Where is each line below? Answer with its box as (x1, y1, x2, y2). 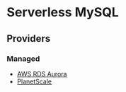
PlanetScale (16, 77, 52, 86)
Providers (6, 33, 51, 45)
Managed (6, 54, 40, 64)
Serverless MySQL (6, 4, 120, 21)
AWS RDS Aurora (16, 69, 67, 78)
